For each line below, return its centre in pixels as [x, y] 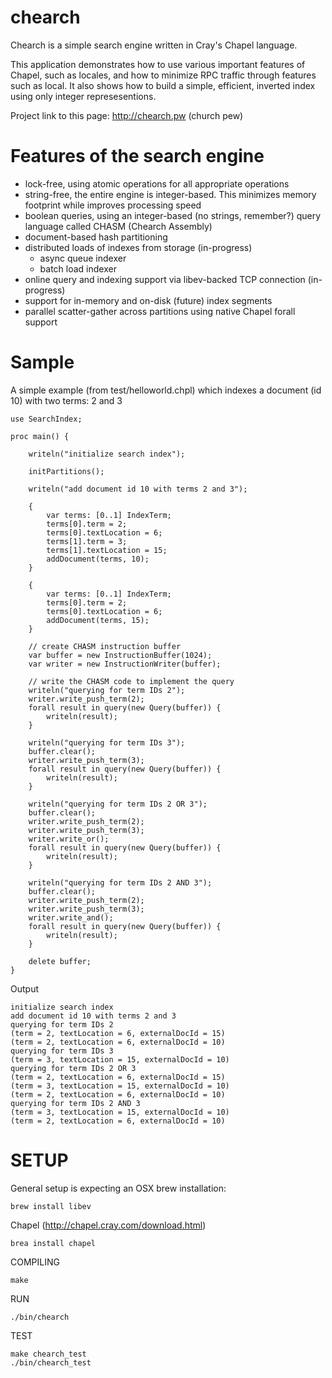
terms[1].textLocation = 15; [107, 550]
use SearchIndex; [46, 419]
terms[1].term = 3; [87, 541]
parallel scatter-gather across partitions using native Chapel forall [160, 311]
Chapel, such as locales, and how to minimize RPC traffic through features [163, 75]
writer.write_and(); [71, 917]
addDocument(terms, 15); [98, 620]
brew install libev [51, 1206]
